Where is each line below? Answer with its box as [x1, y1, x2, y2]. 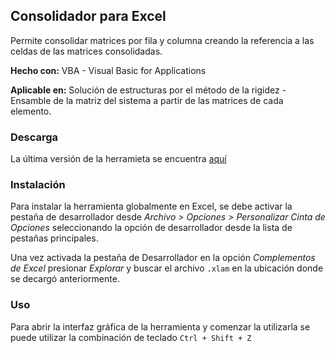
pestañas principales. [10, 232, 99, 244]
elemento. [10, 105, 52, 117]
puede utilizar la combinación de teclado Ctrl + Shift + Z [10, 331, 252, 343]
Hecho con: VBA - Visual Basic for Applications [10, 64, 207, 76]
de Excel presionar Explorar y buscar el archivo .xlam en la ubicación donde [10, 262, 324, 274]
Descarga [10, 130, 59, 144]
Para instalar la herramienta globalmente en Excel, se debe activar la [10, 200, 293, 213]
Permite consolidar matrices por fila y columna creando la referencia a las [10, 34, 315, 46]
